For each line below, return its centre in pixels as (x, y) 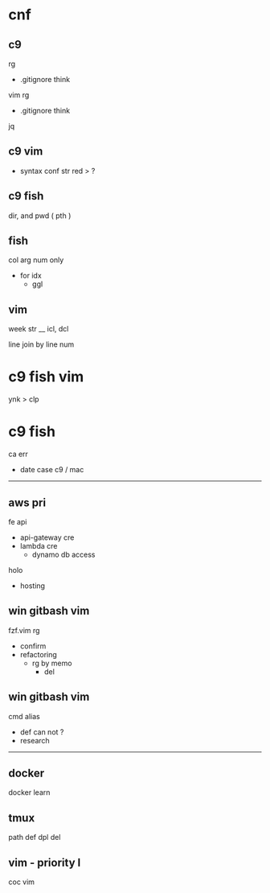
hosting (33, 586)
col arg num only (36, 260)
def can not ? (42, 732)
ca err (18, 454)
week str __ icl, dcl (39, 329)
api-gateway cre (47, 537)
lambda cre (39, 545)
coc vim (21, 882)
